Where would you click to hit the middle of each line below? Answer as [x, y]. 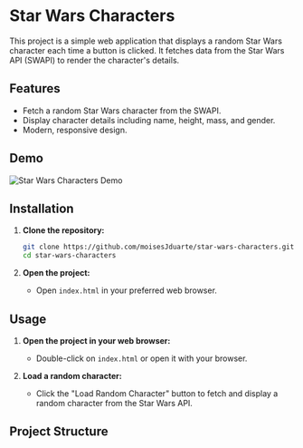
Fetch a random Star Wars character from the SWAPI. [122, 111]
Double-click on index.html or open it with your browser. [142, 358]
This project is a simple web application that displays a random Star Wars [146, 41]
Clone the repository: [63, 230]
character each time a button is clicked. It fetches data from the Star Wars [147, 50]
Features [35, 88]
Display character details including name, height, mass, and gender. [149, 120]
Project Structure [59, 432]
